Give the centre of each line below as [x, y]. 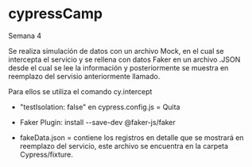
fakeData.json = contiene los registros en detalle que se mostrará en [132, 137]
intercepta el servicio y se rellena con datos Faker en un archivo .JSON [124, 59]
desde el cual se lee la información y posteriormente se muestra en [118, 67]
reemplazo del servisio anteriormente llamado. [84, 76]
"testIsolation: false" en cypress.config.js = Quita [100, 107]
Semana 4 [25, 36]
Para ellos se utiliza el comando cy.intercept [80, 91]
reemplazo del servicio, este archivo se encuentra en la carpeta [124, 146]
